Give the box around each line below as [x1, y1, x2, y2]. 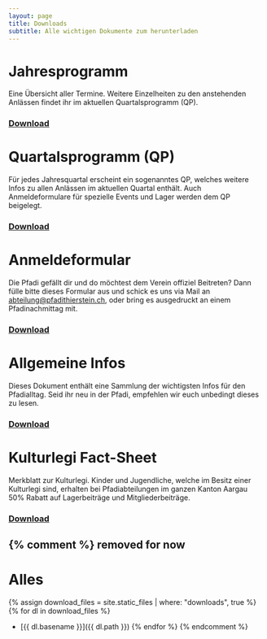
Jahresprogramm [8, 62, 129, 80]
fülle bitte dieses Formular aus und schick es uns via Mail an [8, 286, 211, 297]
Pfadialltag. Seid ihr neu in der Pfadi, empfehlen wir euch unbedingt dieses [8, 389, 259, 399]
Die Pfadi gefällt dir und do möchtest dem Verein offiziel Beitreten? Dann [8, 278, 252, 288]
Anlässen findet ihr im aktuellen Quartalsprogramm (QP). [8, 98, 199, 107]
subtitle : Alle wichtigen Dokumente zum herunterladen [8, 27, 199, 35]
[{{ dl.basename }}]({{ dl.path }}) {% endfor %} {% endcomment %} [20, 622, 248, 631]
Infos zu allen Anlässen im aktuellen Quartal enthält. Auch [8, 184, 202, 193]
